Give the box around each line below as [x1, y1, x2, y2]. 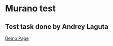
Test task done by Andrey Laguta [5, 23, 109, 31]
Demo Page [5, 35, 29, 41]
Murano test [5, 3, 56, 14]
